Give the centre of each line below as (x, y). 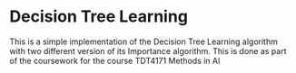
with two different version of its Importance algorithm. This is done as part (148, 50)
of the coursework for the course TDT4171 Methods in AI (115, 60)
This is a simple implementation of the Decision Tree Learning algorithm (144, 41)
